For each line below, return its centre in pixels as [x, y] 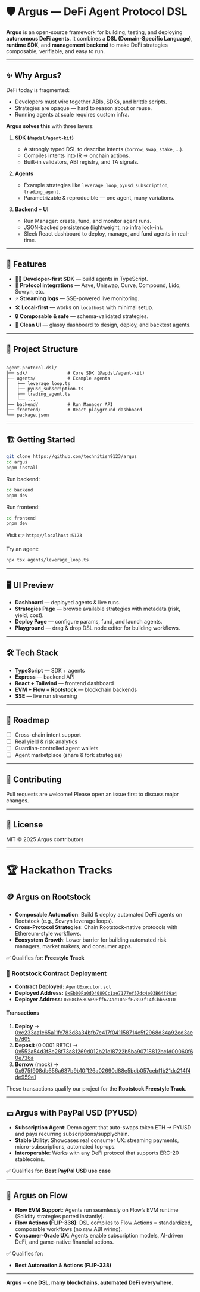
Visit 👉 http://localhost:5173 [44, 535]
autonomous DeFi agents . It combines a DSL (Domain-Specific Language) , [99, 38]
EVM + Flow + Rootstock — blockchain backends [76, 689]
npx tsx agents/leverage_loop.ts [48, 560]
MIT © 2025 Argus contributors [45, 839]
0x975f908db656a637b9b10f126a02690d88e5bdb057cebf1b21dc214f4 [103, 1070]
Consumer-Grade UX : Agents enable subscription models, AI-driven [99, 1235]
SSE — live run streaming [46, 696]
